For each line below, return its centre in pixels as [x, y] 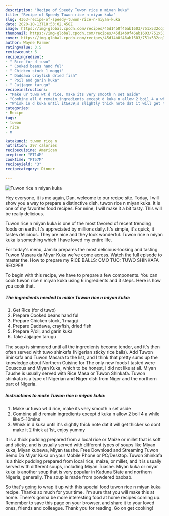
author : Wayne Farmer [28, 43]
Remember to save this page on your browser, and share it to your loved [80, 503]
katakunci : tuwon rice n [31, 141]
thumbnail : [17, 33]
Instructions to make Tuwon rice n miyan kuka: [55, 396]
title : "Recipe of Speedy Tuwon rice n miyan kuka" [60, 15]
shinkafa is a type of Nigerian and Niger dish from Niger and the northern [81, 379]
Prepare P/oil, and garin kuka [43, 331]
